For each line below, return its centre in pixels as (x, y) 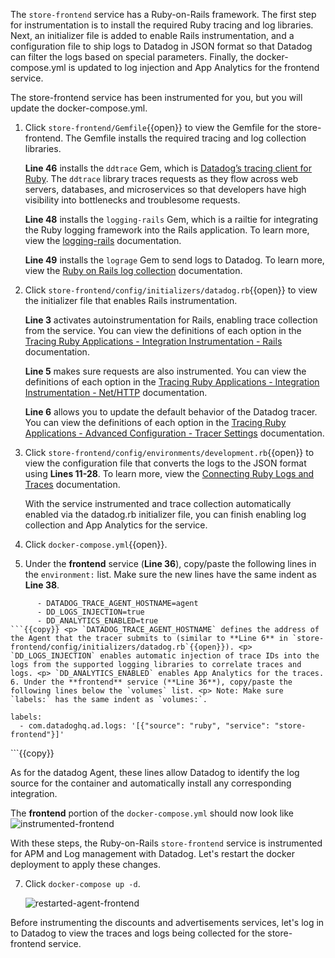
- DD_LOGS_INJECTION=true (90, 612)
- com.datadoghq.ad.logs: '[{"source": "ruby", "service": (145, 726)
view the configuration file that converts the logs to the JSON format (165, 463)
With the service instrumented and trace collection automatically (158, 503)
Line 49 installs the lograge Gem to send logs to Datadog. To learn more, (174, 260)
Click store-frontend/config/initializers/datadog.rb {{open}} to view (171, 290)
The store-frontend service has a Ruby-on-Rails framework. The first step (163, 14)
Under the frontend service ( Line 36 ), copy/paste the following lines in (170, 563)
